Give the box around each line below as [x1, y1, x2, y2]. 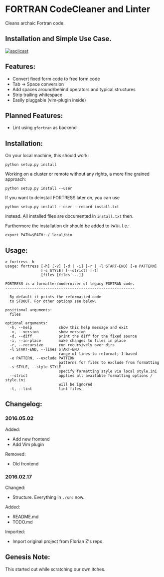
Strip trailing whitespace [12, 92, 63, 98]
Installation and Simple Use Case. [5, 35, 112, 43]
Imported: [5, 528, 25, 534]
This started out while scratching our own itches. [5, 566, 106, 572]
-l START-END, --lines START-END [9, 347, 79, 352]
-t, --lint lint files [9, 386, 81, 391]
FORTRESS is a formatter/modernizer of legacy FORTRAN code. [5, 281, 135, 286]
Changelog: [5, 400, 42, 408]
